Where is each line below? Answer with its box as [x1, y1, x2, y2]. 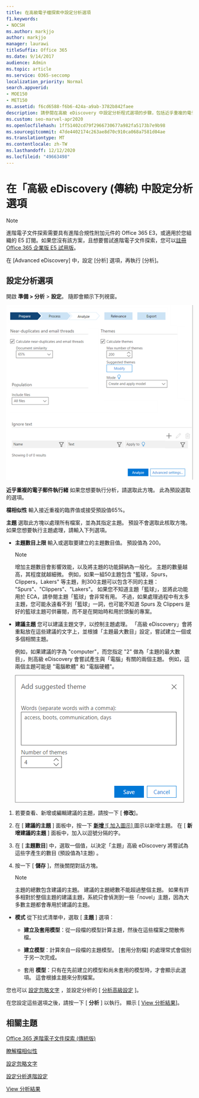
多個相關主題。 [14, 635, 52, 642]
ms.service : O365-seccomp [6, 72, 70, 78]
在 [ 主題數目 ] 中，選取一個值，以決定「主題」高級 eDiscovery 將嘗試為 [14, 842, 188, 849]
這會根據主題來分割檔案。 [35, 974, 98, 981]
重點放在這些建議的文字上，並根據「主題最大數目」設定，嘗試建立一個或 [14, 628, 191, 635]
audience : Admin [6, 59, 46, 65]
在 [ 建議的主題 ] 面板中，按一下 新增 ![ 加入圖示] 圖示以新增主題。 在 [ [14, 822, 186, 829]
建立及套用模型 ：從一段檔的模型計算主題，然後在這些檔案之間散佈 [23, 926, 185, 933]
